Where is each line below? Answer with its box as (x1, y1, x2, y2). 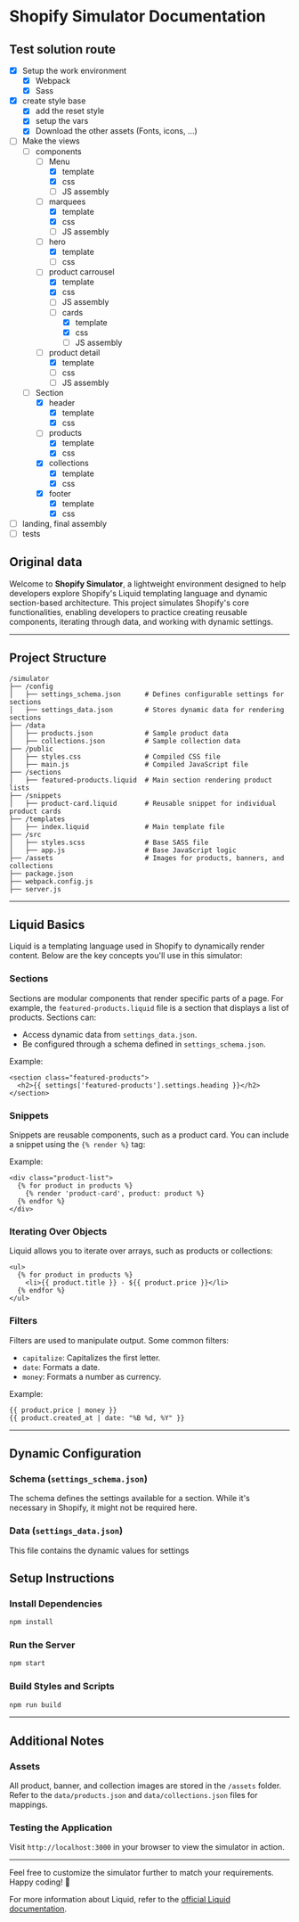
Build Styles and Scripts (9, 1680, 115, 1693)
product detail (48, 347, 101, 357)
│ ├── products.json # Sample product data (9, 728, 229, 737)
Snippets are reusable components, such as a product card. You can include (9, 1129, 289, 1140)
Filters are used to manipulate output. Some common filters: (9, 1335, 230, 1345)
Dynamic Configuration (9, 1446, 142, 1461)
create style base (21, 95, 86, 106)
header (48, 398, 76, 408)
